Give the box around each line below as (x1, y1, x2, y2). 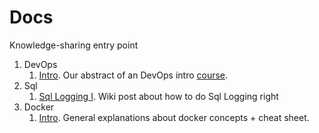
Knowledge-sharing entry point (9, 39, 139, 51)
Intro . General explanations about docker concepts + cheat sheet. (38, 111, 310, 123)
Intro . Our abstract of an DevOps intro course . (38, 69, 229, 81)
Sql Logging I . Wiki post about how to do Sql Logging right (38, 90, 279, 102)
